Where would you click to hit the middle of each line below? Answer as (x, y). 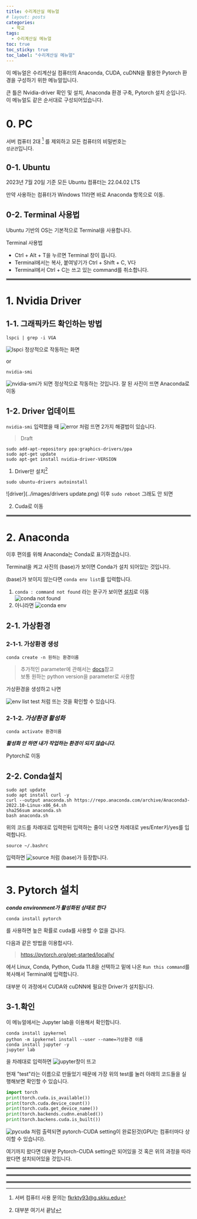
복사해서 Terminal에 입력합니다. (43, 974)
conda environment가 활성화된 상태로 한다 (56, 907)
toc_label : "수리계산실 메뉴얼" (40, 55)
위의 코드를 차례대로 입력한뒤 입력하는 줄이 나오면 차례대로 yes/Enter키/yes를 (95, 827)
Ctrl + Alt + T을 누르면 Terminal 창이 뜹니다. (66, 255)
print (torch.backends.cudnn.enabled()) (55, 1114)
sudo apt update (26, 790)
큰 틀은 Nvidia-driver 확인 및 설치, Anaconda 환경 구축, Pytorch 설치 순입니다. (96, 92)
